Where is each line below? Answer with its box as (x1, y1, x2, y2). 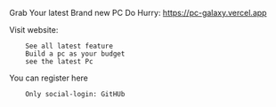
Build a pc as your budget (25, 50, 126, 58)
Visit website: (9, 25, 59, 34)
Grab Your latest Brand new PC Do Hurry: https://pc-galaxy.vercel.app (9, 8, 267, 18)
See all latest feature (25, 42, 114, 50)
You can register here (9, 73, 89, 83)
